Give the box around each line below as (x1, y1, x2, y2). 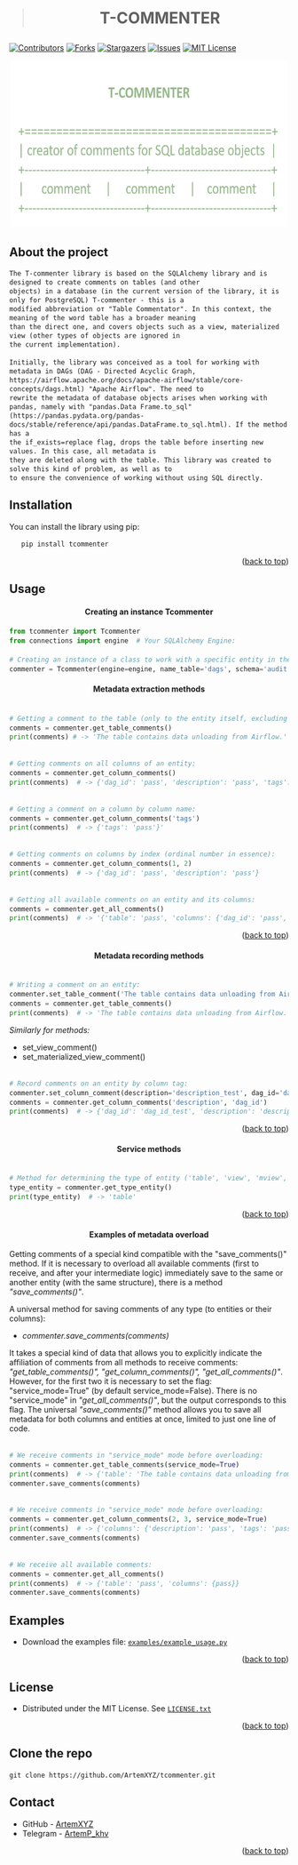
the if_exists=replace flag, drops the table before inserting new (9, 438, 264, 447)
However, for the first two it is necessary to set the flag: (9, 1376, 213, 1387)
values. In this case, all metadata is (9, 447, 157, 456)
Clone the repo (9, 1746, 93, 1761)
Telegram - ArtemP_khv (21, 1828, 109, 1838)
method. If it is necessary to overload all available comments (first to (9, 1258, 260, 1269)
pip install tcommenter (20, 540, 109, 548)
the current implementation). (9, 340, 122, 349)
